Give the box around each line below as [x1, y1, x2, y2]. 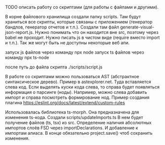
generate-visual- [120, 24, 154, 30]
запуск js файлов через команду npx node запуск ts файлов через [5, 49, 144, 55]
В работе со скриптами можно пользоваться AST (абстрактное [5, 74, 139, 79]
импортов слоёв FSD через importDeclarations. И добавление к [5, 125, 138, 131]
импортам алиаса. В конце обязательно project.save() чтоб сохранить [5, 130, 153, 136]
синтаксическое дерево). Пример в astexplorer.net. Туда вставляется [5, 79, 151, 85]
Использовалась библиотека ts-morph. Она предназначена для [5, 109, 139, 115]
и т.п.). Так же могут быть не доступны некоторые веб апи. [5, 40, 130, 46]
